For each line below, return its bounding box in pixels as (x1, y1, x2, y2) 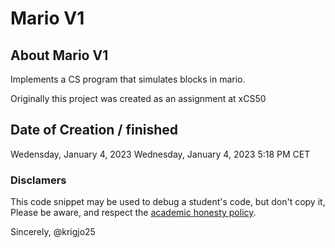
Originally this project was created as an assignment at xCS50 (10, 93, 267, 104)
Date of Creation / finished (10, 122, 179, 139)
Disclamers (10, 173, 67, 187)
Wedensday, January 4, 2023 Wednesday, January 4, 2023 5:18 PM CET (10, 148, 311, 160)
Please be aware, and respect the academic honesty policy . (10, 207, 257, 219)
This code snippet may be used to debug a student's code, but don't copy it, (10, 196, 326, 208)
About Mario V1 (10, 47, 109, 64)
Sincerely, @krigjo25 (10, 226, 96, 238)
